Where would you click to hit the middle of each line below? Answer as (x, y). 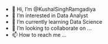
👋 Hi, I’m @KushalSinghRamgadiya (54, 9)
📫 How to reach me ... (39, 35)
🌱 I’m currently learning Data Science (57, 22)
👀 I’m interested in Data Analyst (50, 15)
